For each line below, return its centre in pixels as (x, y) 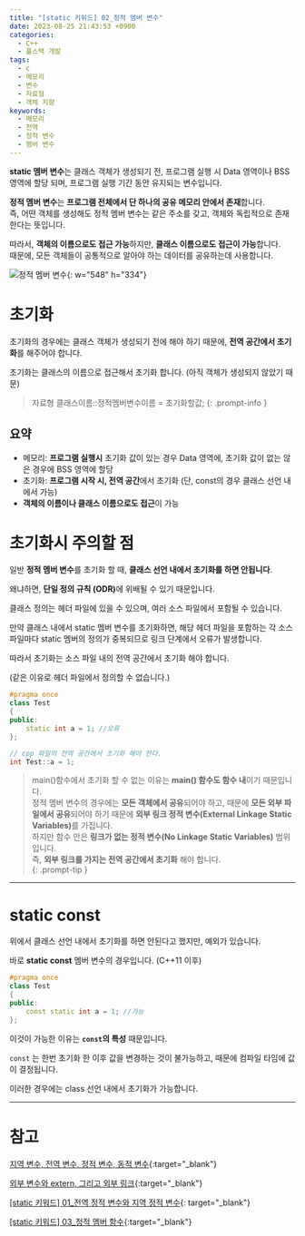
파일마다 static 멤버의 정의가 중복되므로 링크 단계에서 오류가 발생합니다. (136, 639)
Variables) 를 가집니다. (72, 826)
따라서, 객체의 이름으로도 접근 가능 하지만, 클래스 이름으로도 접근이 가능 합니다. (145, 244)
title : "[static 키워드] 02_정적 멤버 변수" (86, 18)
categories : (32, 34)
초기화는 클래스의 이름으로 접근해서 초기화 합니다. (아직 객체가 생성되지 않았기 (147, 372)
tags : (20, 60)
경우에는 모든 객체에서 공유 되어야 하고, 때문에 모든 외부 (186, 803)
